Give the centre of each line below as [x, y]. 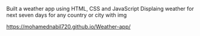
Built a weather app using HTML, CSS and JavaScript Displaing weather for [100, 9]
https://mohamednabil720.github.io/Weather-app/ [68, 27]
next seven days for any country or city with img [67, 15]
